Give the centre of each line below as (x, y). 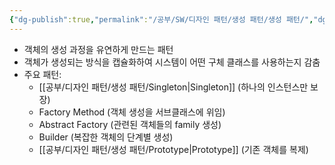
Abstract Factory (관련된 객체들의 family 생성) (130, 124)
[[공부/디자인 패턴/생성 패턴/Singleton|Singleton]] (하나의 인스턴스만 (173, 87)
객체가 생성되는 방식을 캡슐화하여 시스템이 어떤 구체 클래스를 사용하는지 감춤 (172, 62)
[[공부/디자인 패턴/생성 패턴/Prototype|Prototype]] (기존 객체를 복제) (173, 149)
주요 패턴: (42, 74)
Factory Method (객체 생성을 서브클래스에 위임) (132, 112)
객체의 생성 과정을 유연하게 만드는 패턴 (98, 49)
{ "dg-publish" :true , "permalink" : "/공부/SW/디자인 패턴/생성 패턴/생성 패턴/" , (161, 19)
